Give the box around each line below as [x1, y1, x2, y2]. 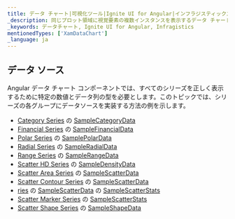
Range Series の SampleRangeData [17, 151, 119, 160]
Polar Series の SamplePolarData [17, 134, 112, 142]
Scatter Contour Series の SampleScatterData [17, 177, 149, 185]
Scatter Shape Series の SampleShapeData [17, 204, 141, 212]
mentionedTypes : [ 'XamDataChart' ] [7, 29, 108, 37]
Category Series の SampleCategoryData [17, 116, 136, 125]
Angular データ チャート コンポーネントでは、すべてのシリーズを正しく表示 [7, 83, 224, 92]
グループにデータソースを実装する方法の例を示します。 [31, 101, 190, 109]
